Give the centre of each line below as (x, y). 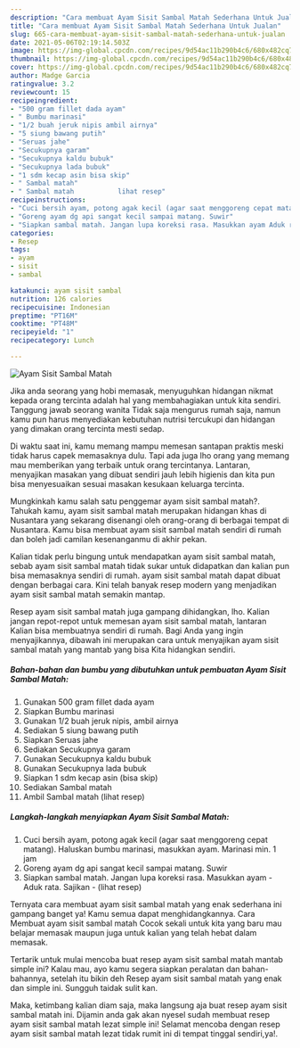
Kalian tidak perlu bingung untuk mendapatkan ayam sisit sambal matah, (143, 556)
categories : (32, 233)
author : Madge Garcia (50, 76)
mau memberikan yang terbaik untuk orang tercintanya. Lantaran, (130, 465)
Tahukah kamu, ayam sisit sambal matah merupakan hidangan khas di (138, 510)
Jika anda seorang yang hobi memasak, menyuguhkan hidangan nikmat (142, 391)
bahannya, (29, 978)
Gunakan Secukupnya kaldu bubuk (87, 758)
